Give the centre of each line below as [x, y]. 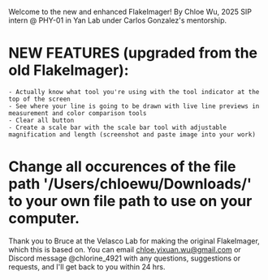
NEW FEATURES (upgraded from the [133, 53]
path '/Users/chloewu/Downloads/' [130, 184]
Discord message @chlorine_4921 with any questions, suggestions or [125, 258]
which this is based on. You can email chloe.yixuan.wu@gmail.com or [125, 249]
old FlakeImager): [69, 70]
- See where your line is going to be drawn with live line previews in [134, 106]
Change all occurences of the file [122, 167]
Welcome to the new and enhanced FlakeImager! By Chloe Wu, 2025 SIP [130, 12]
